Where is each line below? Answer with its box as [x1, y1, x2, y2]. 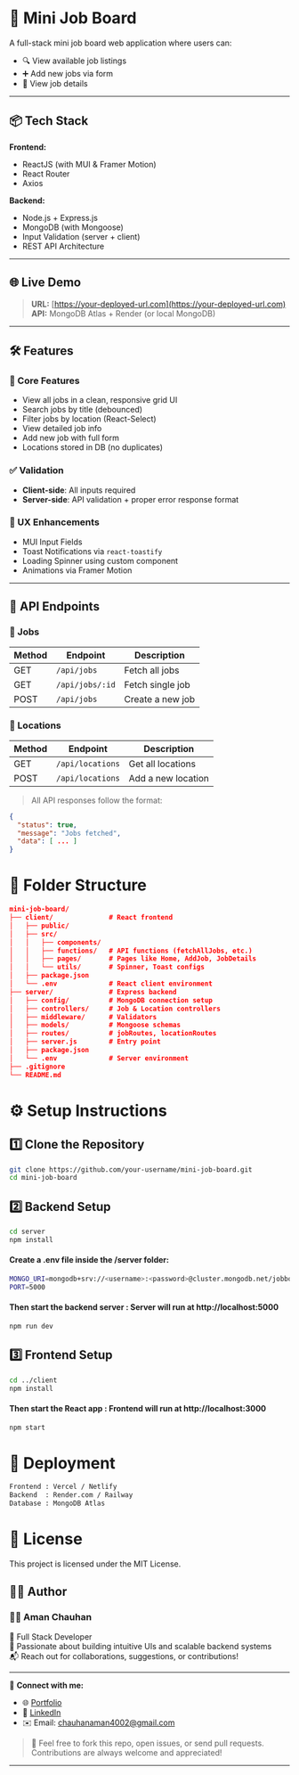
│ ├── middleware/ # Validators [9, 1012, 158, 1021]
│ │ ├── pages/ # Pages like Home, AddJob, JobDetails [9, 954, 257, 963]
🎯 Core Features [9, 374, 80, 387]
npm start [9, 1423, 46, 1432]
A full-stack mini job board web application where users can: [9, 37, 232, 48]
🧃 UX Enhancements [9, 516, 100, 528]
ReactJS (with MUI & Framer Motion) [21, 159, 158, 169]
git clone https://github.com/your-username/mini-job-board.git [9, 1165, 253, 1174]
